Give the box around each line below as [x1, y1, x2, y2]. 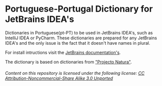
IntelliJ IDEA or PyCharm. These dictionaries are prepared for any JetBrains [5, 35, 158, 41]
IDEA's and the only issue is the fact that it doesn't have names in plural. [5, 40, 151, 46]
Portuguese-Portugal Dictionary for [5, 3, 153, 15]
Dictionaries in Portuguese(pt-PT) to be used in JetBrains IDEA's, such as [5, 30, 153, 35]
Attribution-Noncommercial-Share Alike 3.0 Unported [5, 75, 114, 81]
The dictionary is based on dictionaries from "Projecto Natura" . [5, 59, 132, 65]
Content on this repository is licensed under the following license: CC [5, 70, 145, 76]
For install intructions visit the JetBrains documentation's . [5, 50, 121, 55]
